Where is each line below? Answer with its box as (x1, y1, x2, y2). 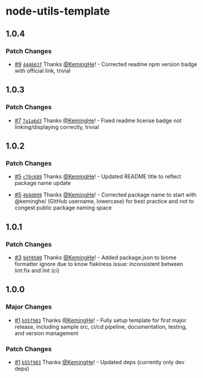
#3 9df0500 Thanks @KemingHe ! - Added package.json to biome (14, 254, 177, 261)
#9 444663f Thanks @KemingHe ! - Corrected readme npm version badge (14, 60, 198, 68)
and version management (14, 329, 79, 337)
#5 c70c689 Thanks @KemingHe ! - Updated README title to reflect (14, 173, 182, 180)
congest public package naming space (14, 204, 112, 211)
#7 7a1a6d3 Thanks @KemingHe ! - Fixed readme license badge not (14, 117, 182, 124)
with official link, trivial (14, 67, 71, 74)
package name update (14, 180, 71, 187)
